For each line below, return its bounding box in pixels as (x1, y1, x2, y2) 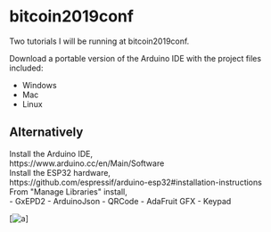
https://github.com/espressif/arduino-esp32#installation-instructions (9, 177, 263, 187)
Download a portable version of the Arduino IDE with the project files (9, 53, 261, 63)
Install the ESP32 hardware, (9, 167, 111, 178)
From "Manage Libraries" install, (9, 186, 127, 197)
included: (9, 62, 44, 73)
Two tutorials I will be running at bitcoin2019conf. (9, 36, 190, 46)
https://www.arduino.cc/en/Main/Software (9, 158, 165, 169)
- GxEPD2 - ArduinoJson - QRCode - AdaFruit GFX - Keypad (9, 195, 232, 206)
